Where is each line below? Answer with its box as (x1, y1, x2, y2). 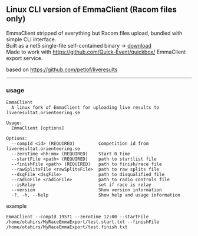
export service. (6, 54, 43, 61)
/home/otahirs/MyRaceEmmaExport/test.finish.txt (6, 224, 128, 230)
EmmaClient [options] (11, 125, 65, 131)
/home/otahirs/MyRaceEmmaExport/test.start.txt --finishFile (6, 219, 160, 225)
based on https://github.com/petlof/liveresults (6, 66, 118, 73)
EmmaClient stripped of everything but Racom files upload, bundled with (6, 29, 183, 36)
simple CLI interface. (6, 35, 57, 43)
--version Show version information (11, 187, 162, 193)
